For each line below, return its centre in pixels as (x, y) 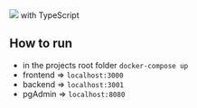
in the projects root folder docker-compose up (105, 65)
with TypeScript (50, 15)
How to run (41, 44)
